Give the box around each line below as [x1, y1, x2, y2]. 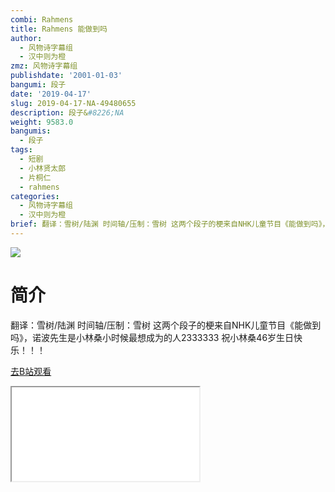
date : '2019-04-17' [10, 89, 92, 99]
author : [10, 33, 43, 43]
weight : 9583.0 [10, 117, 74, 127]
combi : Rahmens [10, 14, 74, 25]
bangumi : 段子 [10, 80, 67, 90]
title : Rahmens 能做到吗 [10, 24, 108, 34]
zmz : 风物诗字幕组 [10, 61, 78, 71]
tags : [10, 145, 33, 155]
